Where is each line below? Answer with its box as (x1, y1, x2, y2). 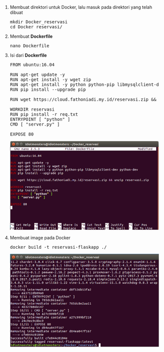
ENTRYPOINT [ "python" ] (9, 117, 70, 122)
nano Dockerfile (9, 43, 50, 49)
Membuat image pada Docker (9, 234, 71, 240)
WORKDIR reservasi (9, 107, 55, 112)
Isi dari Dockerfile (9, 52, 47, 58)
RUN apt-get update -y (9, 72, 65, 77)
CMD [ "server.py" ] (9, 122, 60, 127)
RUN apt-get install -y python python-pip (9, 82, 115, 87)
